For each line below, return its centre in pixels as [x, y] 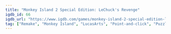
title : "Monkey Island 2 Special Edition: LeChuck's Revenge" [73, 10]
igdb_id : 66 [18, 14]
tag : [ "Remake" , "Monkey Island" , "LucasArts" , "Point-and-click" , [78, 24]
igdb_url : [16, 19]
